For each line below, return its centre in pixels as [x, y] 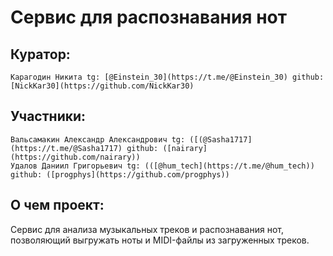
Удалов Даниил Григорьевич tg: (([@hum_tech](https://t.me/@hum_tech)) [162, 166]
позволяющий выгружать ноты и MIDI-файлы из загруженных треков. [160, 240]
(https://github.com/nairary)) [75, 157]
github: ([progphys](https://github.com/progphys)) [120, 174]
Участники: [48, 116]
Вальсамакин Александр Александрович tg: [98, 139]
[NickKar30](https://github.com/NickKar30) [102, 86]
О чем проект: [57, 205]
